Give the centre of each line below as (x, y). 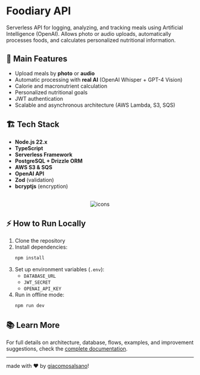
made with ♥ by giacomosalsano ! (48, 365)
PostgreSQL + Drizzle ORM (49, 161)
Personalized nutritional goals (51, 92)
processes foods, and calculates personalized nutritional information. (91, 40)
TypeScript (29, 148)
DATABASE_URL (40, 276)
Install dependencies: (41, 247)
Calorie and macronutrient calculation (61, 86)
